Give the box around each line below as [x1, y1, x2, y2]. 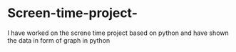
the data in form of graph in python [7, 36, 111, 44]
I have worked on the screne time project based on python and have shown [7, 28, 230, 37]
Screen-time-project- [7, 5, 138, 21]
